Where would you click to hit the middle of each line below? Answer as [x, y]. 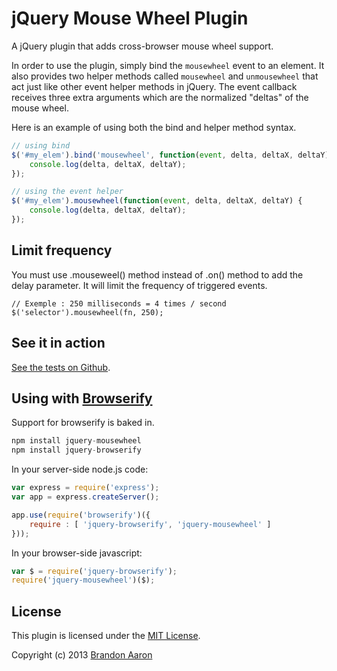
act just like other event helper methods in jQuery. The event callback [154, 86]
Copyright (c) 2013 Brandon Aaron [82, 655]
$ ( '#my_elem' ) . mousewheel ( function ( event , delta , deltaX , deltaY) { [157, 201]
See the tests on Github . [61, 367]
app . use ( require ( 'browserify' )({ [81, 515]
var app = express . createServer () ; [85, 497]
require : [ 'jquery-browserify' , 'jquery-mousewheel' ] [150, 524]
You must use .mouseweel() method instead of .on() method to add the [157, 274]
